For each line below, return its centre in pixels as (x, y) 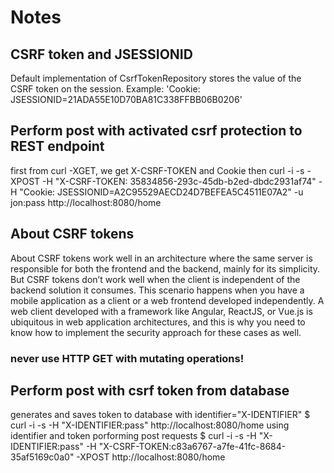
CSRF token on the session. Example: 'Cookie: (105, 89)
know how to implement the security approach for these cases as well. (156, 332)
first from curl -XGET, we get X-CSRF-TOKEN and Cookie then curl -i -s (157, 170)
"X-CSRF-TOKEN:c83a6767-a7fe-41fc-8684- (192, 447)
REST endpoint (57, 146)
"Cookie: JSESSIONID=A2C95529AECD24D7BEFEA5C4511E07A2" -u (161, 192)
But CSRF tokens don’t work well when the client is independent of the (155, 279)
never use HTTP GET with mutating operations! (127, 358)
